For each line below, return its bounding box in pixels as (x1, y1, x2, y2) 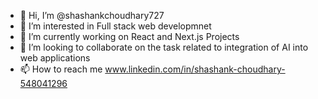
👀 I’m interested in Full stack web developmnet (19, 20, 212, 32)
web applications (19, 52, 91, 64)
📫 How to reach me (19, 63, 103, 75)
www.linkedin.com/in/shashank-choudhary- (104, 63, 286, 75)
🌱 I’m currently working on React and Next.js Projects (19, 31, 240, 42)
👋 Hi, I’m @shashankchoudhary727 (19, 10, 165, 21)
